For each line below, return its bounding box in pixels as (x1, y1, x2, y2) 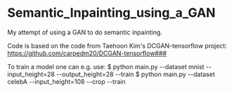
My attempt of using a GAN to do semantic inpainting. (7, 28, 163, 36)
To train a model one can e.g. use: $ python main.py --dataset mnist (7, 62, 205, 71)
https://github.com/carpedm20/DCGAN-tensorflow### (7, 49, 167, 57)
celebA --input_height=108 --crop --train (7, 77, 126, 85)
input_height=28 (7, 70, 55, 78)
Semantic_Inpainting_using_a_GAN (7, 5, 216, 21)
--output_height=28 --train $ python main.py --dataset (56, 70, 216, 78)
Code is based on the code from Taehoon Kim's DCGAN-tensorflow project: (7, 41, 227, 50)
